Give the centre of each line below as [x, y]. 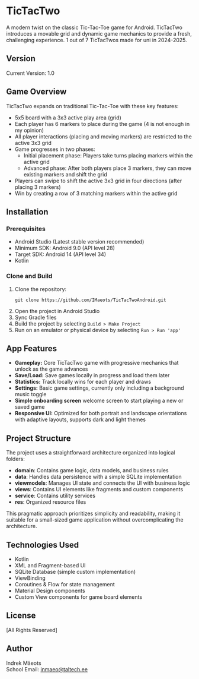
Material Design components [50, 590]
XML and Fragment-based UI [50, 565]
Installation [27, 212]
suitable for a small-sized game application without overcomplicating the [95, 520]
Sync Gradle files [36, 317]
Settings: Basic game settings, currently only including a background [99, 388]
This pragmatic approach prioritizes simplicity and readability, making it [93, 514]
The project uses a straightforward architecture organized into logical [91, 453]
